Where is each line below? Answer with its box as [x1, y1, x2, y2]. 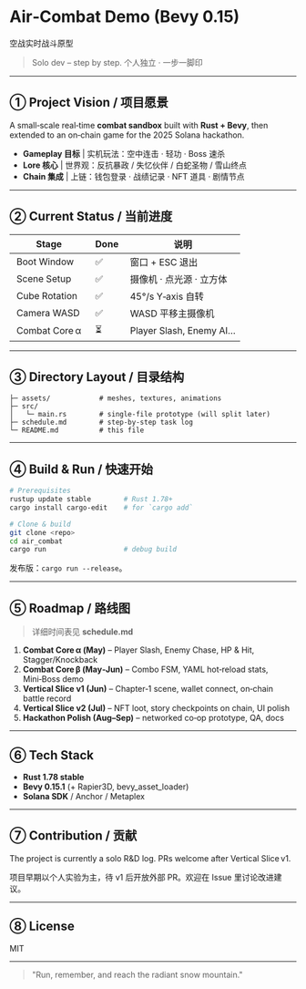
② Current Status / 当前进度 [9, 209, 173, 224]
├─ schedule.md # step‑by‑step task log [9, 417, 194, 428]
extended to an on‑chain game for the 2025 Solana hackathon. [9, 129, 245, 140]
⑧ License [9, 919, 75, 934]
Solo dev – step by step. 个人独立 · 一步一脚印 [31, 57, 203, 67]
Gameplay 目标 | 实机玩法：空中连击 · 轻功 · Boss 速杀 [22, 148, 226, 159]
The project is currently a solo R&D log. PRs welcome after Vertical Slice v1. [9, 852, 291, 863]
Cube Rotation [16, 289, 77, 302]
